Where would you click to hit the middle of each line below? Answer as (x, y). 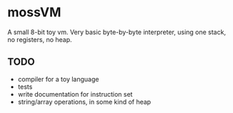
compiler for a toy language (58, 79)
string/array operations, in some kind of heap (84, 102)
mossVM (34, 12)
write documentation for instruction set (75, 94)
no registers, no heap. (40, 39)
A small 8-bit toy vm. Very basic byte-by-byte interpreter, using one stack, (117, 32)
